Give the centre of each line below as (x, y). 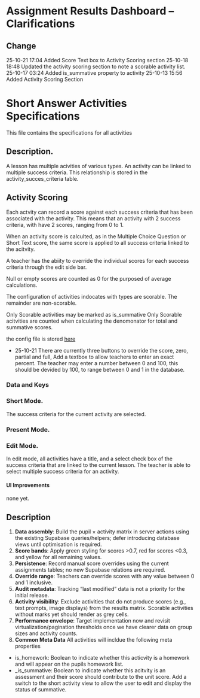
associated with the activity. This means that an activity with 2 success (93, 218)
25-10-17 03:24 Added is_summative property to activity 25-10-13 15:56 (94, 73)
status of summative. (41, 690)
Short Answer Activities (67, 104)
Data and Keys (28, 385)
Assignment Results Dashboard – (90, 11)
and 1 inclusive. (33, 582)
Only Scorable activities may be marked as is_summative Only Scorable (94, 314)
